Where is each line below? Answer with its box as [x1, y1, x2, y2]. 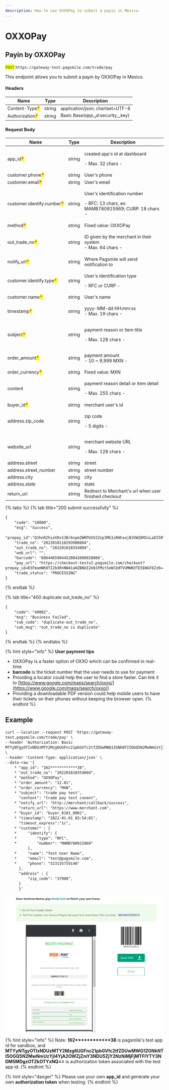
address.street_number [7, 467, 56, 473]
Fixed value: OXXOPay [84, 223, 131, 229]
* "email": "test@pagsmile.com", [14, 856, 94, 861]
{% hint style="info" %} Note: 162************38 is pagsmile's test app [5, 1037, 163, 1043]
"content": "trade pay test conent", [18, 795, 98, 800]
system [84, 239, 100, 245]
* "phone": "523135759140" [14, 861, 80, 866]
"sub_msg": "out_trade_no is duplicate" [14, 625, 100, 630]
